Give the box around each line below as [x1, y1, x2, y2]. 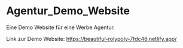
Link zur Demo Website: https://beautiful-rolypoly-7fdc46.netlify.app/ [6, 35, 177, 42]
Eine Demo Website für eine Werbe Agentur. [6, 24, 115, 31]
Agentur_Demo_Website [6, 4, 130, 18]
